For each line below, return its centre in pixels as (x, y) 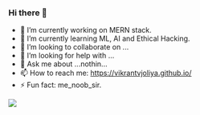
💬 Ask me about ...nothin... (63, 64)
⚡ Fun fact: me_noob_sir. (61, 85)
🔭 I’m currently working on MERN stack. (86, 30)
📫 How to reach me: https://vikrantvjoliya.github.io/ (106, 73)
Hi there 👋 (28, 13)
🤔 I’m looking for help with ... (67, 56)
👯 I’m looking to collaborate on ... (74, 47)
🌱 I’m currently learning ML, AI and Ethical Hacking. (105, 38)
